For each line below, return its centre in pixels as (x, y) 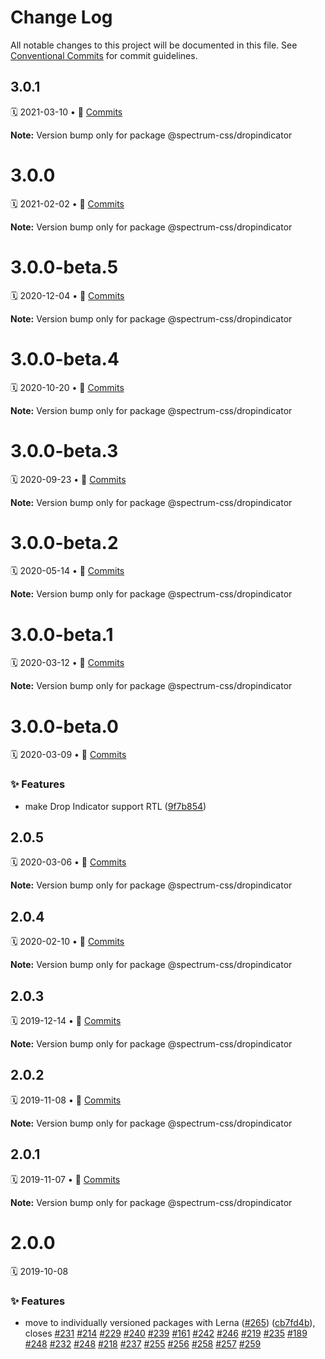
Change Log (61, 17)
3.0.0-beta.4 (65, 358)
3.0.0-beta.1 (62, 634)
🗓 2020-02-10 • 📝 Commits (67, 942)
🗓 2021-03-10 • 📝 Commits (66, 112)
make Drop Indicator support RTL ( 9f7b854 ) (115, 806)
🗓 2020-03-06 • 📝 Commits (68, 862)
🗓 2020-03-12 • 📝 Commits (67, 663)
